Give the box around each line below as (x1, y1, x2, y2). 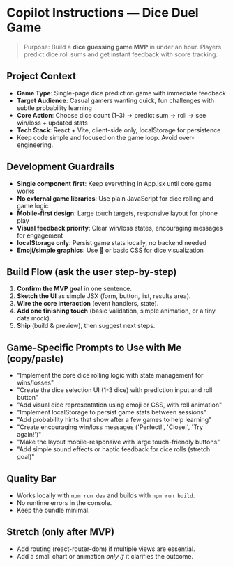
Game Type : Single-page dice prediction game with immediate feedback (16, 88, 226, 97)
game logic (16, 201, 50, 210)
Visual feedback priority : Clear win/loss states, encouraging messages (16, 224, 223, 232)
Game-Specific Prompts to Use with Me (6, 341, 182, 353)
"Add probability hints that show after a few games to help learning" (16, 416, 212, 424)
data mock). (16, 314, 52, 323)
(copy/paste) (6, 352, 64, 364)
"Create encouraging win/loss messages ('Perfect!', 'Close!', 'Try (16, 423, 204, 431)
